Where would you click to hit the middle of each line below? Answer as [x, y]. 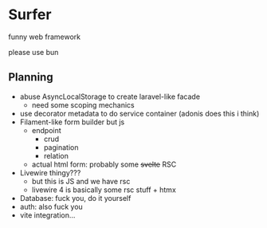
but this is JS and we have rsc [81, 181]
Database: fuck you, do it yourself [75, 198]
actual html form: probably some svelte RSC [104, 164]
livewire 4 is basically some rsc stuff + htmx [104, 190]
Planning [31, 77]
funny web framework [45, 37]
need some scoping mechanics [83, 104]
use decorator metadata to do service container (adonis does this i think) [139, 113]
